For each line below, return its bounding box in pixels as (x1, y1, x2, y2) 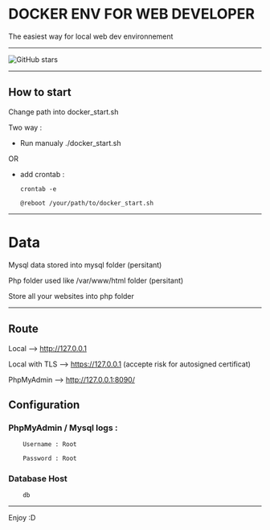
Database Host (8, 473, 68, 484)
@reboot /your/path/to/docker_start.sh (19, 199, 154, 207)
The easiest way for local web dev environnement (8, 31, 174, 41)
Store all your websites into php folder (8, 291, 135, 300)
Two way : (8, 122, 43, 132)
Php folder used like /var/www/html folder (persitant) (8, 275, 184, 285)
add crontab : (19, 169, 65, 179)
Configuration (8, 398, 80, 412)
